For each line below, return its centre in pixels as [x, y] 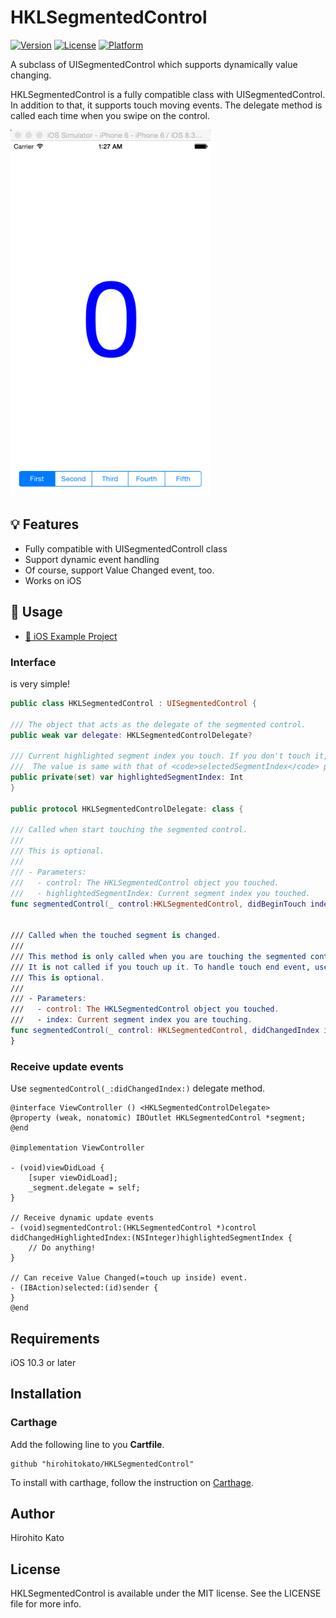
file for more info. [46, 1604]
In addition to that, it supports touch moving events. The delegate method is [166, 105]
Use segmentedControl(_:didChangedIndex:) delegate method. [138, 1088]
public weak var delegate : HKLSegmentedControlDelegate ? [131, 735]
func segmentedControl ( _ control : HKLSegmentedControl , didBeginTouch [158, 904]
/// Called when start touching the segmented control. [129, 830]
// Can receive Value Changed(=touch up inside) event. [129, 1278]
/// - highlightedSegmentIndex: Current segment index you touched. [160, 893]
